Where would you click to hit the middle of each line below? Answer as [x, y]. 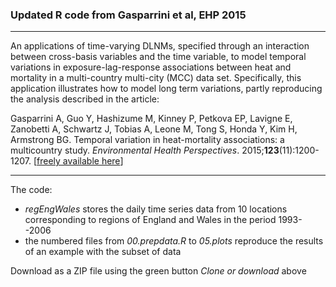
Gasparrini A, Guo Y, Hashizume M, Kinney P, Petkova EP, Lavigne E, [151, 119]
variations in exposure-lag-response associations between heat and [151, 67]
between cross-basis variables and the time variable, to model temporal [158, 57]
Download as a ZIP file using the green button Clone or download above [158, 271]
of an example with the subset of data [103, 252]
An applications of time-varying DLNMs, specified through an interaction [160, 46]
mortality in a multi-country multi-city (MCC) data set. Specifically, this [156, 78]
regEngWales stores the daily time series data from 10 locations [156, 209]
